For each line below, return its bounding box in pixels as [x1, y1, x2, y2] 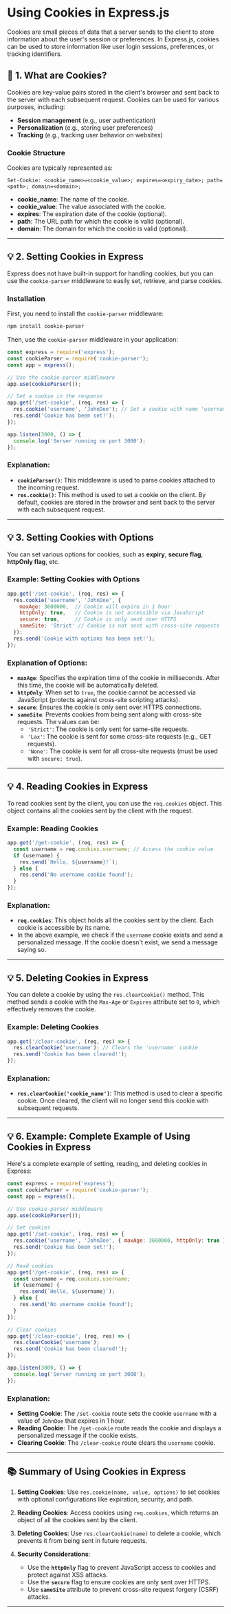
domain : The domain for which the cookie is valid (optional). [16, 224, 188, 233]
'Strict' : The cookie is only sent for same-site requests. [27, 725, 189, 733]
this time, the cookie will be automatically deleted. [16, 681, 159, 689]
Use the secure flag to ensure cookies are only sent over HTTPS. [27, 1577, 211, 1586]
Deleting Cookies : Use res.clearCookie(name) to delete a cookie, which [16, 1529, 221, 1537]
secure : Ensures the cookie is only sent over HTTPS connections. [16, 703, 202, 711]
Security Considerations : [16, 1550, 91, 1558]
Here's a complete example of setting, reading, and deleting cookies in [7, 1160, 208, 1168]
